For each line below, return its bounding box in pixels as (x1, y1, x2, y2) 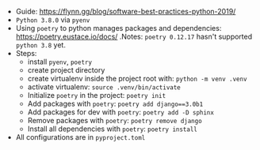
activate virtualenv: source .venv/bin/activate (27, 82, 181, 92)
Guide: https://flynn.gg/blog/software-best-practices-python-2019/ (15, 7, 236, 16)
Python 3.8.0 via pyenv (15, 15, 90, 24)
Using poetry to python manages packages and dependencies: (15, 24, 222, 32)
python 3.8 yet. (15, 40, 66, 50)
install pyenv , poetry (27, 57, 93, 66)
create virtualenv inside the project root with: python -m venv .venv (27, 74, 247, 83)
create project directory (27, 66, 105, 74)
